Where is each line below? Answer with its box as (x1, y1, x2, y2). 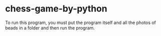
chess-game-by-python (5, 3, 108, 14)
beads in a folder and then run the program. (5, 24, 95, 30)
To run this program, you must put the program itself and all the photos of (5, 19, 156, 25)
